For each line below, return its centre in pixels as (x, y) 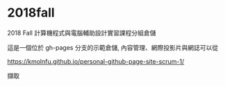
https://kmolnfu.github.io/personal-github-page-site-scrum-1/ (96, 61)
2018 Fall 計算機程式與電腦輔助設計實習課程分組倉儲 (82, 33)
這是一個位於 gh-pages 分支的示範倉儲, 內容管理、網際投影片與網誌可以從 (113, 47)
